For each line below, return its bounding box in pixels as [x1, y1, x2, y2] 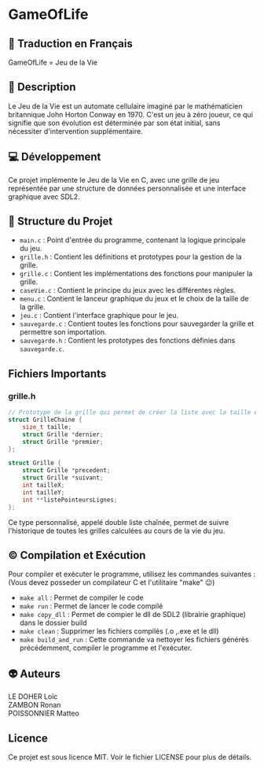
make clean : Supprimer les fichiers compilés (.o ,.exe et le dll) [19, 627, 219, 636]
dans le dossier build [19, 618, 88, 627]
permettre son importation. [19, 327, 108, 337]
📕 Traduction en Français [8, 37, 134, 50]
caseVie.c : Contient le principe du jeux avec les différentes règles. [19, 286, 236, 295]
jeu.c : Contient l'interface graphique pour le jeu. [19, 311, 179, 320]
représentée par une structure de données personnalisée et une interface [8, 183, 246, 193]
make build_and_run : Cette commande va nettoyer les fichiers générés [19, 635, 249, 645]
